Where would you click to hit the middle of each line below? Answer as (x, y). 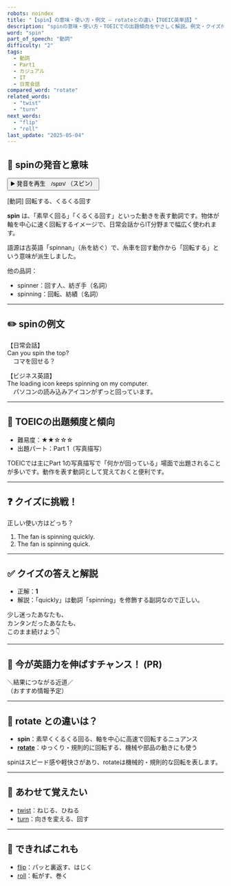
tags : (15, 52)
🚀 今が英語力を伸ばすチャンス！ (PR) (85, 664)
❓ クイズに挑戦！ (42, 502)
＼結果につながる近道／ (40, 682)
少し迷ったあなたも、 (37, 615)
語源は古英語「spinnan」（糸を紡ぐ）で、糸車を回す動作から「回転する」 (110, 248)
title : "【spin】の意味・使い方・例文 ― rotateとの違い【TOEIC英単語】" (102, 20)
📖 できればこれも (43, 849)
